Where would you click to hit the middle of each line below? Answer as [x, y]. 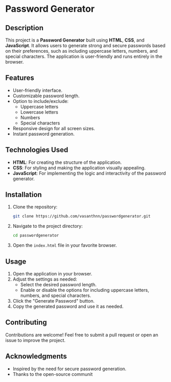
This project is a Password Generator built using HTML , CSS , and [75, 40]
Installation [24, 195]
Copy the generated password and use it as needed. [68, 306]
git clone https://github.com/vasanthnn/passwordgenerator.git [82, 216]
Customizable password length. [46, 96]
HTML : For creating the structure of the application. [67, 162]
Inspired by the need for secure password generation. [69, 369]
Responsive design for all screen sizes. [54, 128]
